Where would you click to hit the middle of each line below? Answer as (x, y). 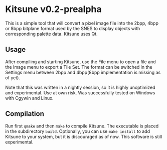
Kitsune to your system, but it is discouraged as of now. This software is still (83, 136)
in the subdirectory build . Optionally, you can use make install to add (78, 131)
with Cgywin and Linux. (29, 98)
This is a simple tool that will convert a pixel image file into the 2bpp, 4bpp (82, 23)
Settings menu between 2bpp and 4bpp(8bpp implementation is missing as (83, 72)
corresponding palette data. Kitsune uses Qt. (51, 34)
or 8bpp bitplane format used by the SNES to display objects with (73, 28)
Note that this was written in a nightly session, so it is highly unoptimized (80, 87)
